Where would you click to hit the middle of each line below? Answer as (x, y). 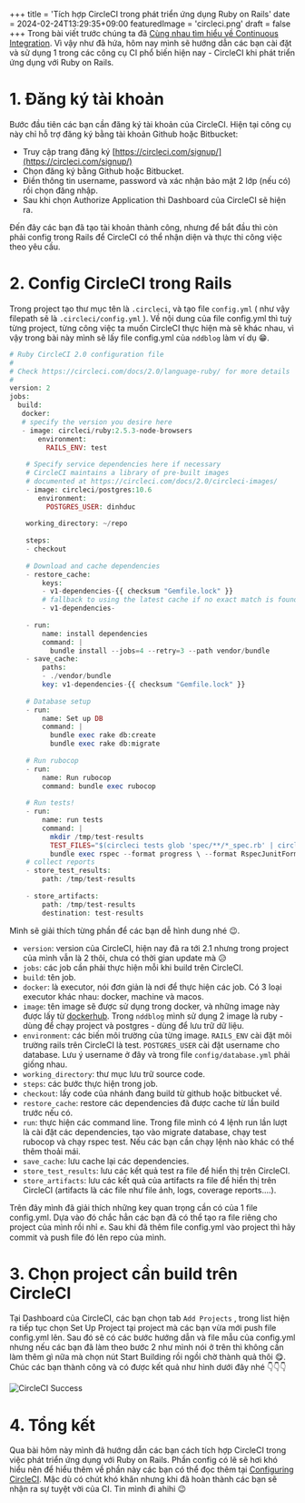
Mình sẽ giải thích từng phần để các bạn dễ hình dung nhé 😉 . (125, 930)
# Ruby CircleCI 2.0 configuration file (87, 354)
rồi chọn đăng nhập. (60, 190)
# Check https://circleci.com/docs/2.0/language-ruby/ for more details (150, 371)
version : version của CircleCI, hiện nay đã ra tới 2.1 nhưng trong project (155, 948)
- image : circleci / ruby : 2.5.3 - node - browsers (107, 431)
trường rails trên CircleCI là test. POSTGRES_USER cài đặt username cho (151, 1045)
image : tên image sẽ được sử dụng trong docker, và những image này (151, 1006)
